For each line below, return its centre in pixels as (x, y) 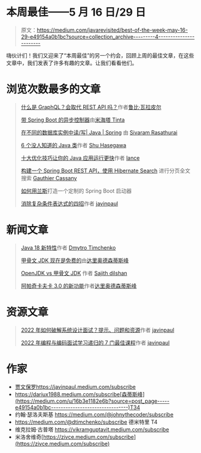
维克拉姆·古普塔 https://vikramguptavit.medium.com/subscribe (92, 429)
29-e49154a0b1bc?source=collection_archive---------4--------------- (108, 37)
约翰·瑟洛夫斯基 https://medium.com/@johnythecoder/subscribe (94, 414)
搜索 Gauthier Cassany (49, 178)
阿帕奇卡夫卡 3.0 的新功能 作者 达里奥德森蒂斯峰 (79, 285)
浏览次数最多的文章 (54, 89)
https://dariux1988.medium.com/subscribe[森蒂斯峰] (80, 394)
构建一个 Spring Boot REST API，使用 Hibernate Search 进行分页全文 (106, 171)
